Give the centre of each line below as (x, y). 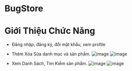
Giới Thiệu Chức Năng (50, 31)
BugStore (24, 9)
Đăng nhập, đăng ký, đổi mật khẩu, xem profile (58, 45)
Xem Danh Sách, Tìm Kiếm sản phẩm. (49, 64)
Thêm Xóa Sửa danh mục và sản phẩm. (51, 54)
